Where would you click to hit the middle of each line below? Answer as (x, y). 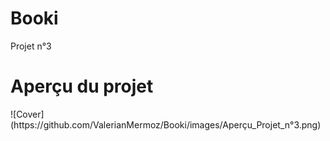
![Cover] (27, 114)
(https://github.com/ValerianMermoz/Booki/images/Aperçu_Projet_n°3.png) (166, 124)
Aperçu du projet (82, 86)
